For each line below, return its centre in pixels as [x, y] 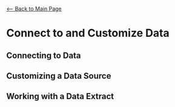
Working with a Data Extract [60, 96]
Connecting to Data [44, 55]
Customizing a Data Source [59, 76]
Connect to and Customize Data [88, 33]
